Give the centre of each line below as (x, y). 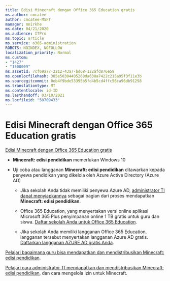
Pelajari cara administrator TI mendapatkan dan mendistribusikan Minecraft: (84, 268)
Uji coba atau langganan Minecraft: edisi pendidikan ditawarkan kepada (89, 170)
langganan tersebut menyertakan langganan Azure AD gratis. (84, 237)
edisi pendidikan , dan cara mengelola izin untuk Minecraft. (66, 273)
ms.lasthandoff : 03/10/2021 (35, 95)
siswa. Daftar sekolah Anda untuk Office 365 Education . (79, 222)
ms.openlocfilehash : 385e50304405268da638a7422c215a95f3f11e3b (74, 76)
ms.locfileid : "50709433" (32, 100)
